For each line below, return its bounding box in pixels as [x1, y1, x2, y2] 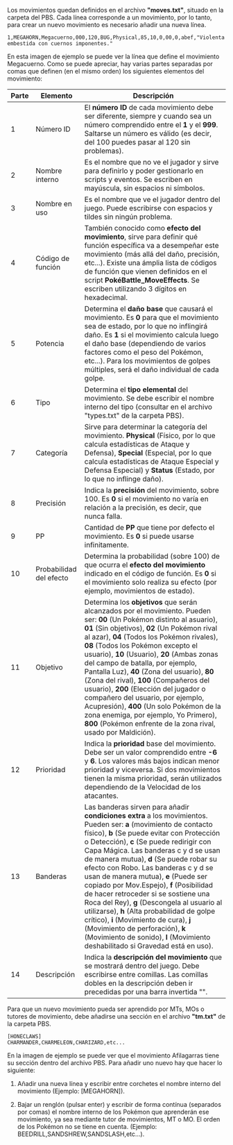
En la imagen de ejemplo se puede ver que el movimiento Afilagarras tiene [7, 1051, 220, 1060]
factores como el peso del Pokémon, [84, 347, 204, 357]
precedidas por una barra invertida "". [84, 987, 208, 996]
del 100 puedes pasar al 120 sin [84, 137, 191, 147]
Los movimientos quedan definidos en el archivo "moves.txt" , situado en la [7, 6, 224, 14]
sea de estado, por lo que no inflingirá [84, 321, 208, 331]
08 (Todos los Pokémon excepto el [84, 641, 198, 650]
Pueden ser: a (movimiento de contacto [84, 819, 213, 829]
